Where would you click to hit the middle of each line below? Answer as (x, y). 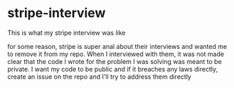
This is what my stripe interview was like (67, 33)
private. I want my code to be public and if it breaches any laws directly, (113, 69)
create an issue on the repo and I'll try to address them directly (100, 77)
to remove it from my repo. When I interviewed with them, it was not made (116, 54)
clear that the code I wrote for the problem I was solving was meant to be (115, 61)
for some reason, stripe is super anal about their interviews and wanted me (117, 46)
